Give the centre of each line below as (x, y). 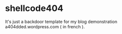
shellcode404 (34, 8)
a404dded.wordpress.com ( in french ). (45, 26)
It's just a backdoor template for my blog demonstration (61, 22)
